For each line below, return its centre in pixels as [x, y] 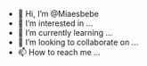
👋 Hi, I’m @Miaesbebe [58, 14]
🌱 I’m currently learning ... [65, 33]
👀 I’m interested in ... [55, 23]
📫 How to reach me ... [59, 52]
